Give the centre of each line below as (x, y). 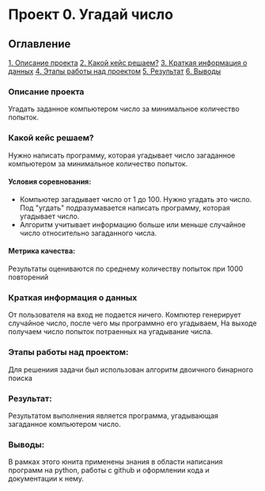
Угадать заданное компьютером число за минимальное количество (124, 109)
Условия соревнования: (50, 182)
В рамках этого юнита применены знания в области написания (115, 462)
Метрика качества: (42, 251)
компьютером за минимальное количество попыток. (98, 163)
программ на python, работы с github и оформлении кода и (109, 470)
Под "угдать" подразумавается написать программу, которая (125, 207)
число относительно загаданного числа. (88, 233)
